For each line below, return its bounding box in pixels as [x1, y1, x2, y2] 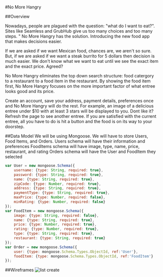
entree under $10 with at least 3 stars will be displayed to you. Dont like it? [5, 108, 154, 114]
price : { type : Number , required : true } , [14, 222, 97, 227]
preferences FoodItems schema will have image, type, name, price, [5, 144, 140, 149]
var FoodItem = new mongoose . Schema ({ [5, 208, 84, 213]
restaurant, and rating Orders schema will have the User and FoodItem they [5, 148, 156, 154]
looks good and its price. [5, 89, 55, 94]
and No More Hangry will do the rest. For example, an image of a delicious [5, 103, 154, 109]
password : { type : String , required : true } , [14, 172, 104, 177]
